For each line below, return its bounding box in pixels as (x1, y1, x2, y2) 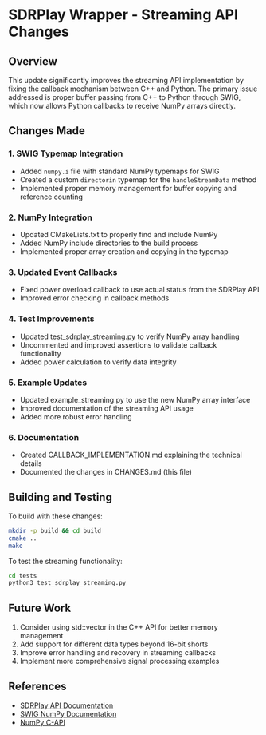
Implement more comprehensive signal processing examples (19, 657, 220, 666)
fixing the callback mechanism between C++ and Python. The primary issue (8, 84, 258, 93)
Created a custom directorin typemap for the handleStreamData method (19, 174, 257, 185)
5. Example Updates (8, 377, 88, 388)
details (19, 459, 42, 468)
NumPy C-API (19, 717, 66, 727)
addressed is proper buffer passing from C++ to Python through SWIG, (8, 93, 241, 101)
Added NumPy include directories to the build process (19, 238, 198, 248)
